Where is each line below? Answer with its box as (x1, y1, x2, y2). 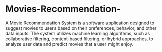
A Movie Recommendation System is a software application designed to (5, 20, 155, 26)
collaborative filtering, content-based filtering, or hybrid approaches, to (5, 36, 154, 42)
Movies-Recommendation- (5, 3, 121, 15)
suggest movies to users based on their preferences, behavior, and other (5, 25, 157, 31)
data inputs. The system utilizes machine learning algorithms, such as (5, 30, 150, 36)
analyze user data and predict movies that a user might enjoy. (5, 41, 134, 47)
